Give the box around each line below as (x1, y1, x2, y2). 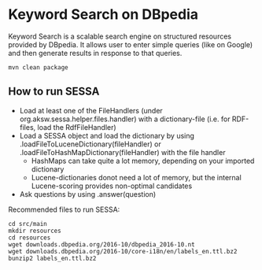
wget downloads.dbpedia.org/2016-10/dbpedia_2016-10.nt (8, 240, 195, 249)
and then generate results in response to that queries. (8, 48, 183, 57)
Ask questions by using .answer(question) (19, 189, 157, 198)
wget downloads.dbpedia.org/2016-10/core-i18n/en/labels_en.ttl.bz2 (8, 247, 238, 255)
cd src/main (8, 220, 47, 227)
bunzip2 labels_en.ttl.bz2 (8, 254, 97, 262)
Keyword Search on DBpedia (8, 6, 199, 24)
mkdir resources (8, 227, 61, 235)
